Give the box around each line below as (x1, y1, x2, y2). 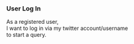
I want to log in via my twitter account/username (6, 24, 128, 32)
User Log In (6, 4, 41, 13)
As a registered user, (6, 18, 59, 26)
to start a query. (6, 31, 47, 38)
